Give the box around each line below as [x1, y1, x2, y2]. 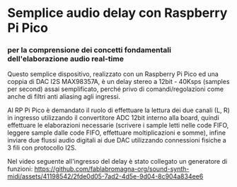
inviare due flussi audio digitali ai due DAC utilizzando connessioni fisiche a [7, 136, 226, 145]
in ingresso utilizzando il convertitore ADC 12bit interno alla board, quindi [7, 114, 219, 122]
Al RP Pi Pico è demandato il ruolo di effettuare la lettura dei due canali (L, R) [7, 106, 230, 114]
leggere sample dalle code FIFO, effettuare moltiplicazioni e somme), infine [7, 128, 226, 137]
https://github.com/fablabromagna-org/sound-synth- [34, 164, 190, 174]
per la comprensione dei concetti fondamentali [7, 45, 172, 55]
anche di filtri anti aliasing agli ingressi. [7, 92, 120, 101]
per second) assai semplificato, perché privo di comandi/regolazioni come [7, 85, 224, 93]
